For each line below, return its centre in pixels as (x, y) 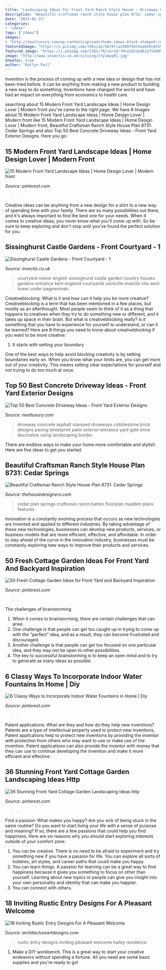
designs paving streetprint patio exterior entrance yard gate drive (84, 430)
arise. (18, 624)
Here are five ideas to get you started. (44, 450)
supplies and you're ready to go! (45, 962)
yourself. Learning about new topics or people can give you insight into (84, 877)
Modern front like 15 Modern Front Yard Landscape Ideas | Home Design (79, 120)
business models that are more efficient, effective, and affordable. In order (81, 534)
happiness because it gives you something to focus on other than (79, 872)
